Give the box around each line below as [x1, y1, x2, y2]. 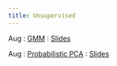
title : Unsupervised [8, 11, 77, 20]
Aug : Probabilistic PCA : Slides [8, 49, 109, 58]
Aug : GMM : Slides [8, 33, 71, 43]
